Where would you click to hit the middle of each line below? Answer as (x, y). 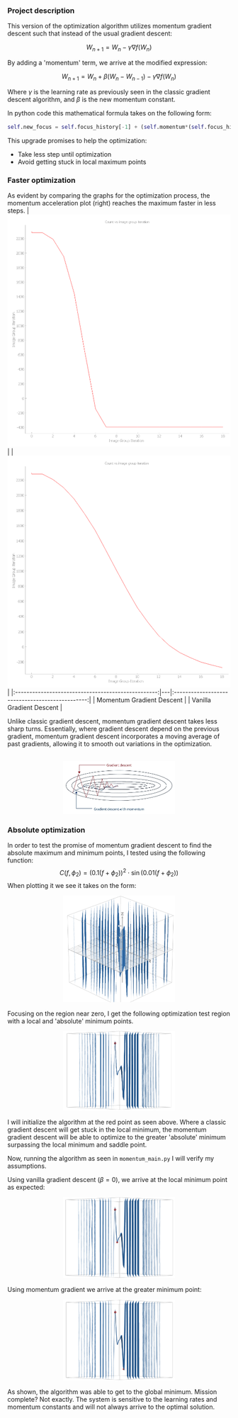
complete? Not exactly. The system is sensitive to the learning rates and (112, 1400)
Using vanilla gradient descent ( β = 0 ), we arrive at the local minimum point (118, 1179)
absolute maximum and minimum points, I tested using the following (106, 853)
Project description (41, 11)
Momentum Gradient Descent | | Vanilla (154, 699)
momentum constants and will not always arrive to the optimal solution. (111, 1407)
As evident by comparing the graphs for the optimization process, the (109, 196)
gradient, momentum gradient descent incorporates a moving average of (114, 736)
